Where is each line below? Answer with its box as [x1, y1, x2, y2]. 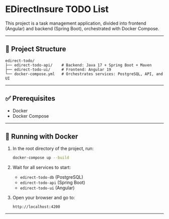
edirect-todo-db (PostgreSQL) [20, 174, 83, 180]
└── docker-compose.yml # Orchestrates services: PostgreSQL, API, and [5, 71, 163, 77]
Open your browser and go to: [12, 195, 75, 201]
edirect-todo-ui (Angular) [20, 185, 75, 191]
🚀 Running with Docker [5, 132, 78, 140]
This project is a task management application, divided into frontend [5, 20, 146, 26]
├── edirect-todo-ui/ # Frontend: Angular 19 [5, 67, 112, 72]
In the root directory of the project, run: [12, 145, 94, 152]
